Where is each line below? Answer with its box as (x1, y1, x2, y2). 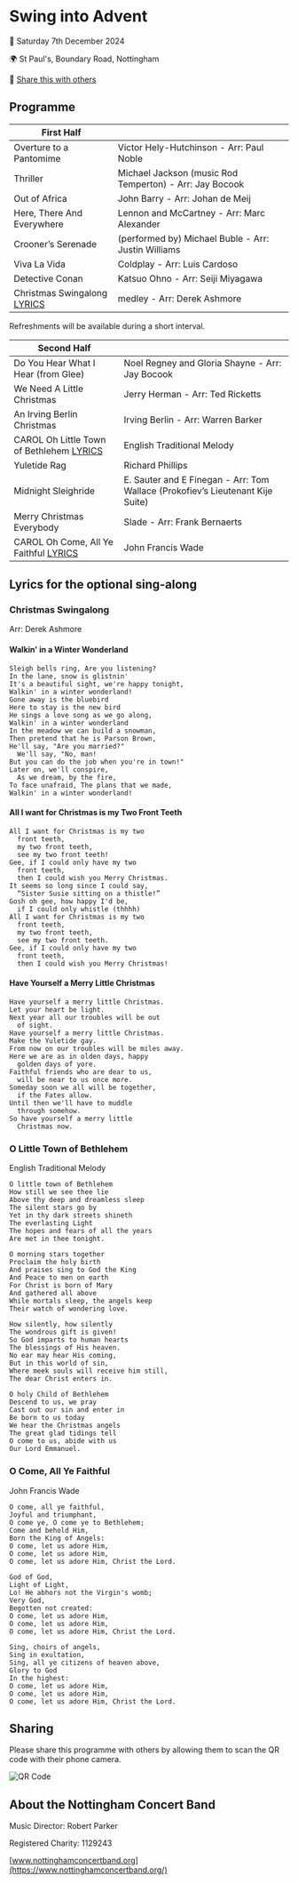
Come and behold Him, (9, 1526, 90, 1535)
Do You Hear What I (13, 357, 96, 369)
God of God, (9, 1572, 53, 1582)
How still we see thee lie (9, 1188, 109, 1197)
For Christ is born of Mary (9, 1281, 114, 1290)
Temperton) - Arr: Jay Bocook (117, 178, 245, 190)
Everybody (13, 521, 59, 533)
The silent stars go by (9, 1203, 98, 1213)
